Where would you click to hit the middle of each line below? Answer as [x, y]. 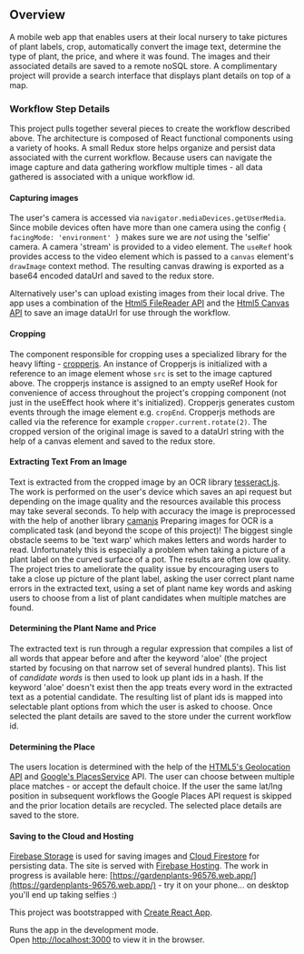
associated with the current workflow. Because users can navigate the [141, 157]
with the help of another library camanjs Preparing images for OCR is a [142, 520]
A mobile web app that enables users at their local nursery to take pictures [148, 36]
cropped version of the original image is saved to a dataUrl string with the [147, 431]
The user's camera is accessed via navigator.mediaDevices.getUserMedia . [148, 218]
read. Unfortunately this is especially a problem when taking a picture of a [147, 549]
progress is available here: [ [61, 876]
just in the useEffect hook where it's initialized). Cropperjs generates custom [152, 402]
